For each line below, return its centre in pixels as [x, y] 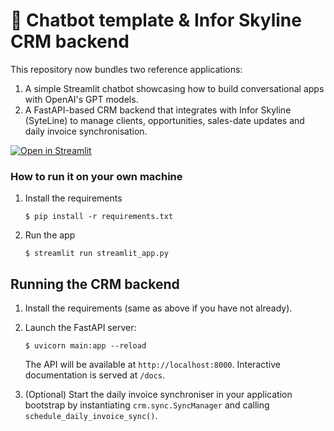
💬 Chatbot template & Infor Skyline [156, 20]
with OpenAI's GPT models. [81, 99]
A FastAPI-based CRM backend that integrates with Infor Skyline [158, 110]
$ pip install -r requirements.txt [99, 217]
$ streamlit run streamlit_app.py [96, 254]
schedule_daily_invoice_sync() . [91, 416]
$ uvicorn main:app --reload [85, 346]
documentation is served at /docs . [95, 375]
